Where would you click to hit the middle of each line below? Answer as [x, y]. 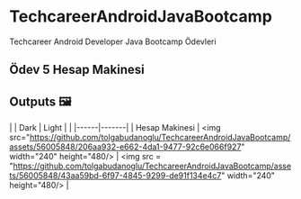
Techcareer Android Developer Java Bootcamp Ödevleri [113, 41]
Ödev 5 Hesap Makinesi [77, 70]
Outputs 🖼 [40, 101]
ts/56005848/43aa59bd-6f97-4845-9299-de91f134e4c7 [115, 176]
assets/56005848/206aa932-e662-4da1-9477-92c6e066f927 [125, 147]
